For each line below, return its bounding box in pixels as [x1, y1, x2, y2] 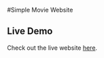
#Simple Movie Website [7, 6, 73, 14]
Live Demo [7, 25, 53, 37]
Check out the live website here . [7, 44, 97, 52]
